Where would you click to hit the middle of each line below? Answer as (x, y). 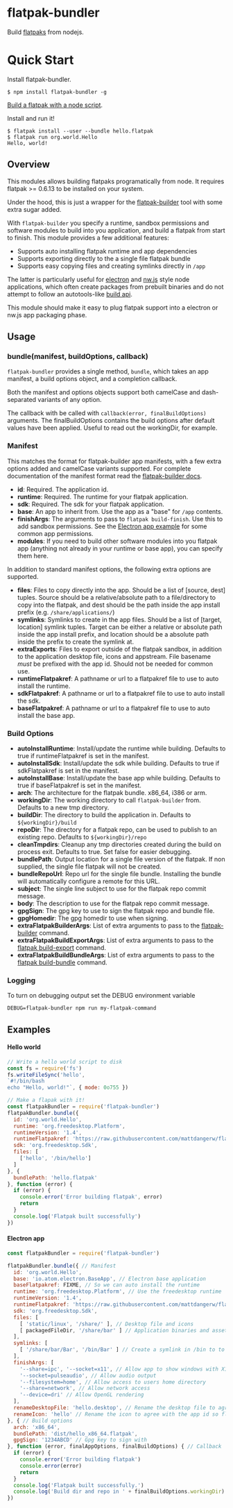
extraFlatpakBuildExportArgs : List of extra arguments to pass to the (115, 940)
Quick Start (41, 60)
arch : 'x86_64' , (37, 1427)
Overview (29, 165)
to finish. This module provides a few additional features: (88, 237)
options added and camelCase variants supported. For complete (99, 468)
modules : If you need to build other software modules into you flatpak (117, 541)
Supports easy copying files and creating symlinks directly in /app (111, 266)
